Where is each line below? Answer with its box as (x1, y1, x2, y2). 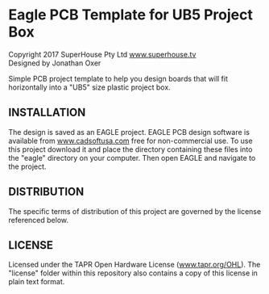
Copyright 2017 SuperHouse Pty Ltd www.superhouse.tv (8, 49, 197, 59)
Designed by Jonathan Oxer (8, 58, 101, 68)
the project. (8, 162, 47, 171)
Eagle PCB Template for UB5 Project (8, 6, 254, 24)
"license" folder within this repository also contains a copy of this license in (8, 268, 258, 278)
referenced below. (8, 215, 68, 225)
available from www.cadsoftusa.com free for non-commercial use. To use (8, 136, 253, 145)
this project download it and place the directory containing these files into (8, 144, 253, 154)
